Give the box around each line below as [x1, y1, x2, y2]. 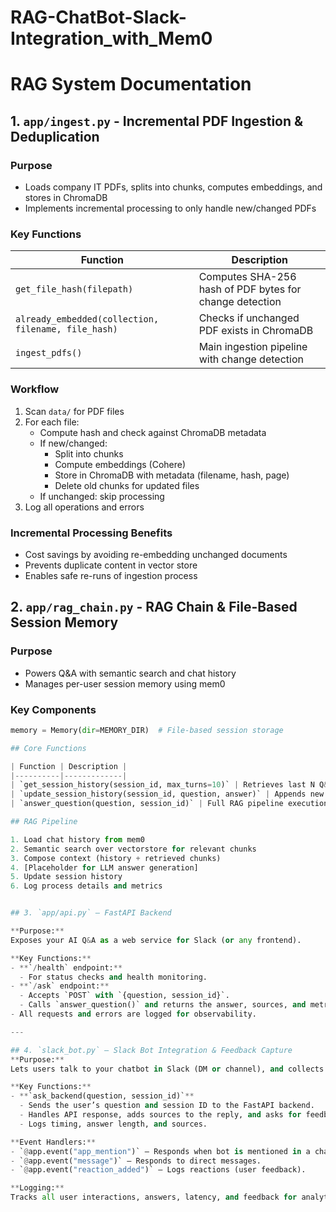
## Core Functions [10, 743, 87, 753]
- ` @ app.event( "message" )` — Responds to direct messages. [10, 1156, 262, 1166]
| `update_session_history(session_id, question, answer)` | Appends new [10, 789, 325, 800]
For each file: [24, 416, 80, 428]
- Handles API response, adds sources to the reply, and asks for [19, 1110, 302, 1120]
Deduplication [10, 128, 100, 145]
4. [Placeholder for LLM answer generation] [10, 862, 199, 873]
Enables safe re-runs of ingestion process [24, 569, 198, 581]
